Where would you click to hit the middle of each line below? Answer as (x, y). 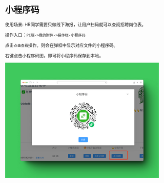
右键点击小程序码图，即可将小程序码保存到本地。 (54, 55)
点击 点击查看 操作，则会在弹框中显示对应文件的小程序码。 (61, 45)
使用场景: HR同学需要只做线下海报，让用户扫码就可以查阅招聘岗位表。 (76, 24)
